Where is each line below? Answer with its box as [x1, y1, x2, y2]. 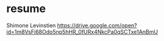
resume [6, 2, 46, 16]
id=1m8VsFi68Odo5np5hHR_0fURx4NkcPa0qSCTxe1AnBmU [6, 28, 158, 35]
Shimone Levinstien [6, 22, 56, 29]
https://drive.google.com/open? [57, 22, 138, 29]
